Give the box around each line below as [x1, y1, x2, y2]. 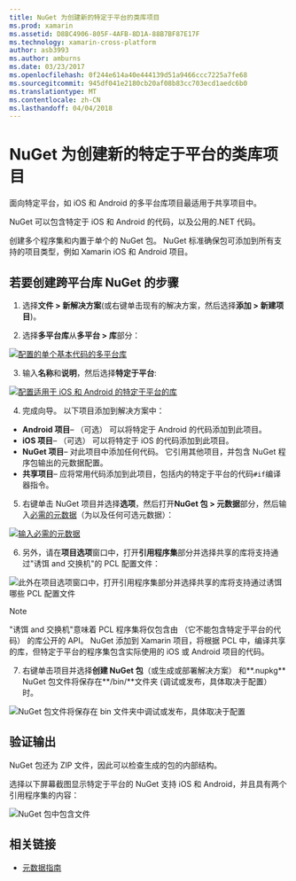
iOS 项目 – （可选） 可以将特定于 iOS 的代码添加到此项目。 [21, 435, 234, 446]
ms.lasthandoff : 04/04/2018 [9, 104, 113, 113]
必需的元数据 [29, 510, 77, 519]
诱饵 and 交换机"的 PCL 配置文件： [34, 558, 161, 568]
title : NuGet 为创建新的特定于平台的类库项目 [9, 12, 160, 22]
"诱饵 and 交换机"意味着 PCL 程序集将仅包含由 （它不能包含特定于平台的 [9, 624, 274, 635]
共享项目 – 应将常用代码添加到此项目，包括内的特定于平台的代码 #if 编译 [21, 469, 282, 479]
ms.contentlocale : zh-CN [9, 95, 101, 105]
